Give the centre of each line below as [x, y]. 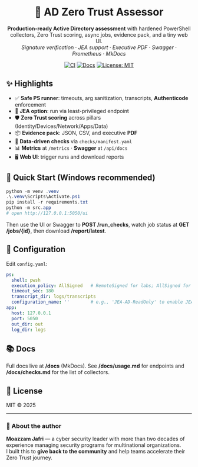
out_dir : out [27, 324]
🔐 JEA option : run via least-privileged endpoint [72, 111]
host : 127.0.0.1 [31, 313]
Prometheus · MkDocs [99, 53]
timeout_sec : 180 [33, 291]
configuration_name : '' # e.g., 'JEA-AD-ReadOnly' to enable [97, 302]
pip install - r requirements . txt [47, 202]
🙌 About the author [34, 426]
